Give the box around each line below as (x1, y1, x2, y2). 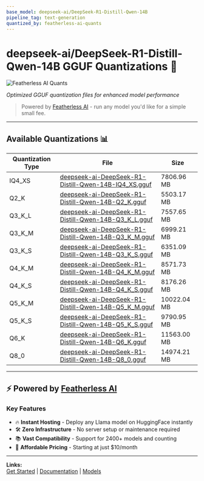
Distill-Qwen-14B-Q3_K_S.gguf (59, 250, 154, 259)
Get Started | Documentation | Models (6, 467, 101, 475)
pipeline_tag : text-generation (6, 15, 86, 21)
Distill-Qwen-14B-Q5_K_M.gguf (59, 303, 155, 311)
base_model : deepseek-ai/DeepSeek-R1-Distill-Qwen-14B (6, 9, 148, 15)
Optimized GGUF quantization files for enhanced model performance (6, 91, 180, 99)
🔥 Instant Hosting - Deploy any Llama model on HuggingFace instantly (15, 418, 193, 426)
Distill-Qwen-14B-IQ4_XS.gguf (59, 180, 152, 189)
